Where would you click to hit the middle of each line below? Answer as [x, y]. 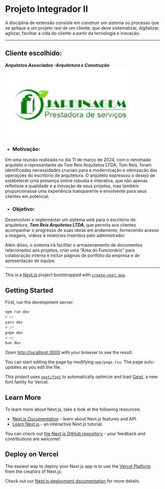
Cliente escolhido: [34, 53]
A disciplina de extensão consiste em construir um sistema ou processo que [82, 23]
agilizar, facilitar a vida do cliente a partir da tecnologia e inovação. [73, 33]
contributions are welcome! [33, 439]
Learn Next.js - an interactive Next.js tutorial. [57, 424]
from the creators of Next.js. [34, 471]
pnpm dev [14, 333]
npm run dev [17, 312]
